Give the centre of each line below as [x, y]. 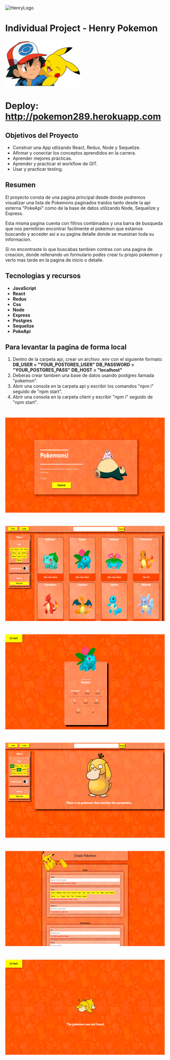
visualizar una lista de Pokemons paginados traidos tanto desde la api [78, 202]
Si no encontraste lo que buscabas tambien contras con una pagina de [79, 249]
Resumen [20, 185]
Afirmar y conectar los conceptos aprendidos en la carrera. [74, 153]
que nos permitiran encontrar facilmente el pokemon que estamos [74, 229]
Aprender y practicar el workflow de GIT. [55, 163]
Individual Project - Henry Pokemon [81, 28]
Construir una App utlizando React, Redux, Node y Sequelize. [76, 148]
